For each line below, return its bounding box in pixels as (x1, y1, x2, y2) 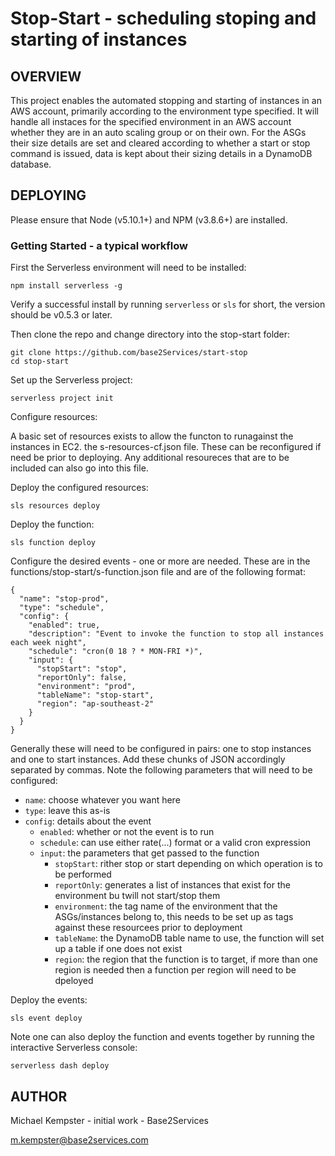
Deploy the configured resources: (10, 482, 149, 494)
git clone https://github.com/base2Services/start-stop (10, 348, 248, 358)
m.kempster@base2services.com (10, 1133, 149, 1146)
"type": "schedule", (19, 603, 105, 613)
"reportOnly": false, (36, 673, 128, 683)
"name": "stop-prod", (19, 594, 110, 604)
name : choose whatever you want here (24, 794, 181, 806)
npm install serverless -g (10, 281, 123, 291)
